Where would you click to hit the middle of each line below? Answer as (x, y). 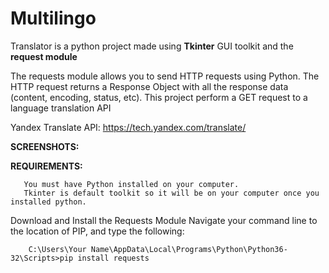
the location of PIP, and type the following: (97, 231)
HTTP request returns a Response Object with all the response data (149, 86)
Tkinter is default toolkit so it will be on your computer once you (171, 193)
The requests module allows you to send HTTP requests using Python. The (165, 76)
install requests (113, 258)
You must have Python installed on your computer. (131, 184)
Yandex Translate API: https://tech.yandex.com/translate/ (128, 127)
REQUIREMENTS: (46, 166)
